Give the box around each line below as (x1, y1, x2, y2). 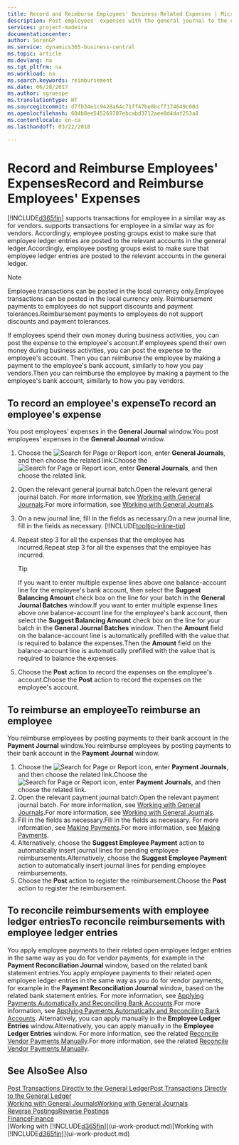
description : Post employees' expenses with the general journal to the (7, 17, 228, 24)
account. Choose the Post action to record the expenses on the (17, 675, 203, 684)
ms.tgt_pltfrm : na (7, 63, 62, 71)
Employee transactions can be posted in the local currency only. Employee (7, 287, 224, 296)
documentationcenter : (7, 30, 72, 38)
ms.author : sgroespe (7, 90, 69, 97)
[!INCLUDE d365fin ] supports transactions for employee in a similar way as (7, 214, 225, 222)
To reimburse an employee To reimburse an (7, 704, 201, 716)
